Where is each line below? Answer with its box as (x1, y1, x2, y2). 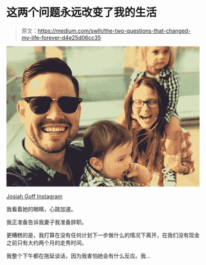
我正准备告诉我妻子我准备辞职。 (6, 218, 87, 226)
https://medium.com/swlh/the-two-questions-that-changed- (37, 27, 191, 34)
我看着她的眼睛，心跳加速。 (6, 205, 77, 213)
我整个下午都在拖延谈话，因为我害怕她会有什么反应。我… (6, 252, 151, 259)
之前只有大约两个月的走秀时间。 (6, 239, 87, 247)
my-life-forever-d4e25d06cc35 (21, 34, 101, 41)
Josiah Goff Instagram (6, 193, 63, 200)
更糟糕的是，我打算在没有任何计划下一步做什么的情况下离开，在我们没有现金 (6, 231, 200, 239)
